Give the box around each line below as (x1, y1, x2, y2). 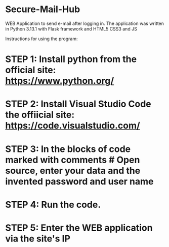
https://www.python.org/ (5, 75, 114, 87)
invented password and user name (5, 175, 154, 187)
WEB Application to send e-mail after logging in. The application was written (5, 20, 164, 26)
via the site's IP (5, 233, 71, 244)
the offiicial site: (5, 109, 75, 120)
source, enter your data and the (5, 165, 141, 176)
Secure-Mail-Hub (5, 4, 80, 15)
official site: (5, 65, 56, 76)
